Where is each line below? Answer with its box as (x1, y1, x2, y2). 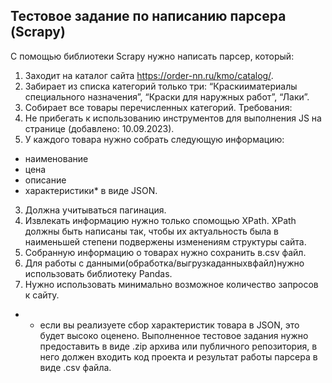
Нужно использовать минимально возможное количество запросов (24, 278, 319, 290)
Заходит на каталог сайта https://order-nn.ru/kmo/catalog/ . (24, 69, 274, 81)
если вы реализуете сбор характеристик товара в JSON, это (39, 319, 300, 331)
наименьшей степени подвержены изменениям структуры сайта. (24, 235, 307, 248)
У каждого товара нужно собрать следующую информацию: (24, 133, 285, 145)
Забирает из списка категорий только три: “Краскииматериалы (24, 80, 298, 92)
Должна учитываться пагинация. (24, 204, 167, 216)
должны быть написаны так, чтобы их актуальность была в (24, 225, 280, 237)
